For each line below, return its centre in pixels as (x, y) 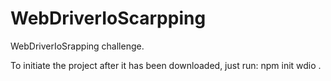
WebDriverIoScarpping (108, 18)
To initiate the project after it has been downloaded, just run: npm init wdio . (166, 65)
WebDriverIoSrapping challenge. (77, 46)
